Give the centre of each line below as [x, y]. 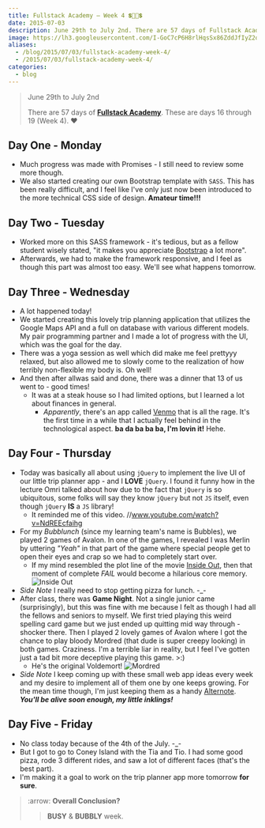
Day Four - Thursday [60, 454]
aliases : [22, 45]
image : [19, 38]
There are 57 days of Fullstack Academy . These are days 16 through [140, 112]
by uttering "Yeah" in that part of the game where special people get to [135, 548]
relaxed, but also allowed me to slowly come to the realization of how [132, 361]
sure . [28, 785]
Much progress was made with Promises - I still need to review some [132, 164]
